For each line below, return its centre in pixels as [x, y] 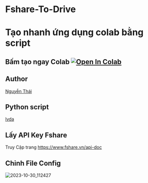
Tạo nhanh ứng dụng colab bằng [75, 33]
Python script [27, 107]
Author [16, 79]
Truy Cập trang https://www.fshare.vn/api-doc [54, 147]
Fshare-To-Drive [41, 9]
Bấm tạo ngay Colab [37, 62]
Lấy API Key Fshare [36, 135]
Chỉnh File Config [33, 163]
